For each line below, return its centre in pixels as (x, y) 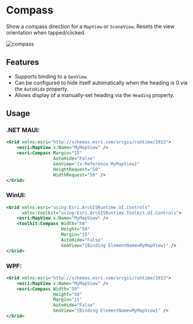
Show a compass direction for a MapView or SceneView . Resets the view (90, 26)
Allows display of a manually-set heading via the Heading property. (94, 95)
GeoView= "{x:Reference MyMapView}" (96, 164)
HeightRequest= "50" (77, 169)
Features (23, 62)
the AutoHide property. (42, 89)
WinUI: (16, 195)
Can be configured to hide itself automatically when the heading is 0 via (101, 82)
